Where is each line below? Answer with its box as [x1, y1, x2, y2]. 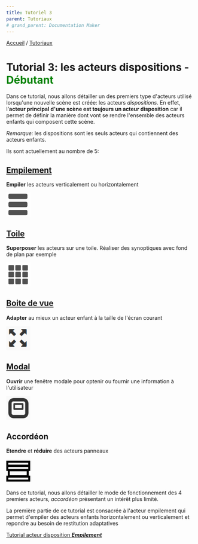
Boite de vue [6, 298, 54, 308]
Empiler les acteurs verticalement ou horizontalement [6, 181, 139, 188]
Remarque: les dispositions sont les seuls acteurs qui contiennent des [6, 130, 178, 137]
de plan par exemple [6, 250, 57, 258]
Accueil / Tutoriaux [6, 39, 53, 47]
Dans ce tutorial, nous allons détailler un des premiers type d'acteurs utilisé [6, 93, 192, 100]
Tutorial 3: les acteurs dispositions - [6, 60, 190, 74]
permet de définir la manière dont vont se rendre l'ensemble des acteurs [6, 112, 185, 119]
